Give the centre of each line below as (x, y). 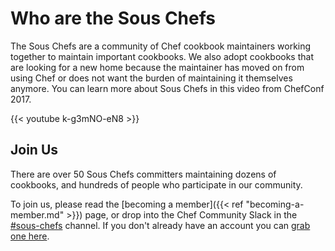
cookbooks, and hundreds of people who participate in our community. (156, 184)
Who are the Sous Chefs (113, 18)
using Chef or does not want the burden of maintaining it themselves (151, 78)
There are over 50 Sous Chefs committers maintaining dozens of (143, 174)
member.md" (37, 214)
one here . (30, 236)
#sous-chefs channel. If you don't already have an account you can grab (160, 225)
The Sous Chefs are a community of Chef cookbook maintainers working (161, 46)
